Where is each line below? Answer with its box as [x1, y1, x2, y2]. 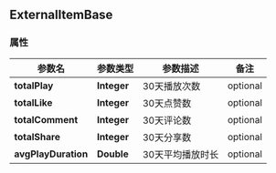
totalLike [14, 96, 53, 108]
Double [96, 148, 130, 160]
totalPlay [14, 79, 54, 92]
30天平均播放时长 [142, 148, 219, 160]
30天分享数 [142, 131, 192, 144]
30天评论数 [142, 114, 192, 127]
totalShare [14, 130, 61, 143]
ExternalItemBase [9, 7, 113, 23]
